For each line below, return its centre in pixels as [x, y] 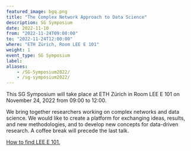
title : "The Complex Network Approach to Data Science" [77, 17]
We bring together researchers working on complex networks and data [93, 112]
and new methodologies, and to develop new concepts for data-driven [92, 124]
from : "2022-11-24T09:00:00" [42, 34]
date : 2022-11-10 [28, 28]
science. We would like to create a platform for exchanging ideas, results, [96, 118]
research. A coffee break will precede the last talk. [68, 131]
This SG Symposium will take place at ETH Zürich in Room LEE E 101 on [93, 94]
